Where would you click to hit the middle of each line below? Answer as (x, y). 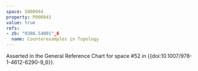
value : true (21, 22)
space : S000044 (25, 12)
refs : (13, 28)
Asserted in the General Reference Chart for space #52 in (76, 56)
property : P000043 (29, 17)
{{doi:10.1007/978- (170, 56)
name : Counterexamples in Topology (55, 39)
